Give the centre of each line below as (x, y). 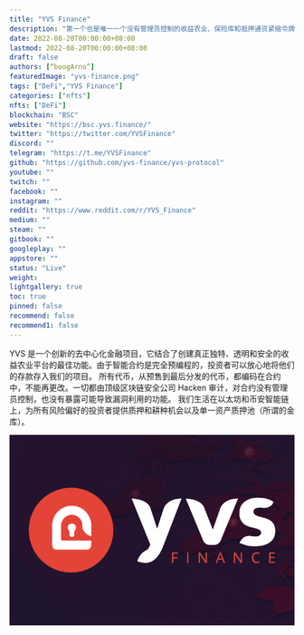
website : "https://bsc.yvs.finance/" (81, 124)
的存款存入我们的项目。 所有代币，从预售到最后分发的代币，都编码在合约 (145, 376)
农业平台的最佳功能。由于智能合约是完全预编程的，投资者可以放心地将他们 (156, 365)
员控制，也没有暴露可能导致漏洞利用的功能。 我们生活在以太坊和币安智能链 (149, 398)
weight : (24, 278)
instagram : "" (36, 201)
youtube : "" (32, 172)
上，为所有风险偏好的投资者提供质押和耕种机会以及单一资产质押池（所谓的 (148, 410)
